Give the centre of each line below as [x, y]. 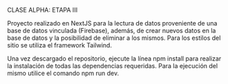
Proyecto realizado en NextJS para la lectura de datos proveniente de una [112, 23]
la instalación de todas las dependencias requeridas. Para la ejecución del [113, 66]
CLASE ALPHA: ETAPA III [42, 10]
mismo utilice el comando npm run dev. [63, 73]
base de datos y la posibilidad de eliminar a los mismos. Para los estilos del [114, 38]
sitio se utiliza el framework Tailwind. [60, 45]
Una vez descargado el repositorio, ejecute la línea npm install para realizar [114, 59]
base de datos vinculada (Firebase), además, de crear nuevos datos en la [112, 31]
